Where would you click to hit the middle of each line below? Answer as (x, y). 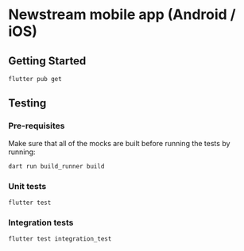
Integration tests (41, 222)
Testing (27, 104)
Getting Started (47, 61)
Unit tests (27, 186)
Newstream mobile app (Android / (122, 15)
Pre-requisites (37, 126)
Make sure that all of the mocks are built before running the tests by (119, 143)
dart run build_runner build (56, 166)
